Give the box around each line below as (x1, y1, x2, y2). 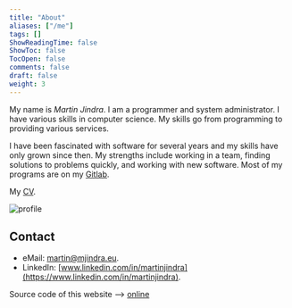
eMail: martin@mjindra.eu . (21, 253, 120, 263)
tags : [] (9, 29, 42, 38)
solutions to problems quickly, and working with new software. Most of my (9, 159, 283, 170)
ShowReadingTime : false (9, 37, 98, 47)
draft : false (9, 71, 58, 80)
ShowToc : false (9, 46, 66, 55)
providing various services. (9, 122, 110, 134)
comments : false (9, 63, 70, 72)
